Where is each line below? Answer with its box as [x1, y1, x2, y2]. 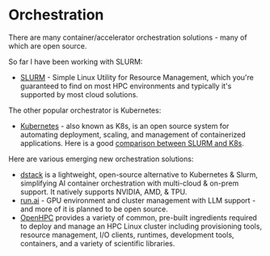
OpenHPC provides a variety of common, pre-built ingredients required [19, 212, 257, 222]
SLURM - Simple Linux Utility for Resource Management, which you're [19, 72, 255, 82]
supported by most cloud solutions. [19, 89, 139, 99]
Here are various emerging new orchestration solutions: [8, 154, 194, 164]
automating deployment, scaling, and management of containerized [19, 130, 247, 139]
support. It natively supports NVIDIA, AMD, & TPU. [19, 186, 188, 196]
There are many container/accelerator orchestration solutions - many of [8, 32, 248, 42]
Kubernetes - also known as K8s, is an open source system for [19, 121, 230, 130]
